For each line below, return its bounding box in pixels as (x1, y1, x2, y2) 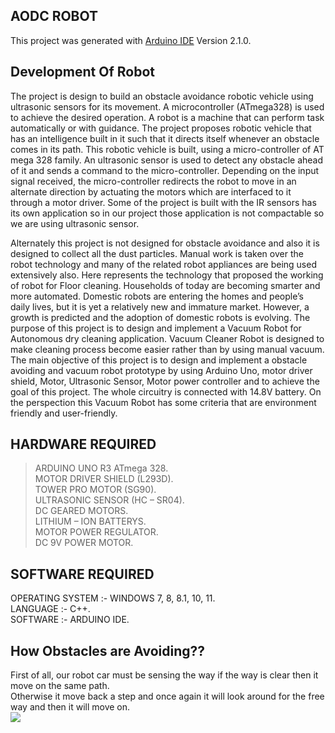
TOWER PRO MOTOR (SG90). (34, 484, 157, 496)
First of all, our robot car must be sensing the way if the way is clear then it (10, 669, 319, 681)
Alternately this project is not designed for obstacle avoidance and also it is (10, 237, 320, 249)
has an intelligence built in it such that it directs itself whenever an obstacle (10, 132, 320, 144)
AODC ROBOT (10, 8, 99, 25)
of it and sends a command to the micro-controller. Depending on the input (10, 164, 320, 176)
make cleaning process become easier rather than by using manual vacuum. (10, 343, 325, 355)
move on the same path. (10, 680, 110, 692)
